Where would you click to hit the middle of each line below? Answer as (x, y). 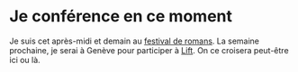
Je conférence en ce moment (121, 16)
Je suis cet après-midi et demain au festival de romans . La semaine (134, 41)
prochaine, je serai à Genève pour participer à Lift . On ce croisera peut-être (149, 50)
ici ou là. (25, 60)
